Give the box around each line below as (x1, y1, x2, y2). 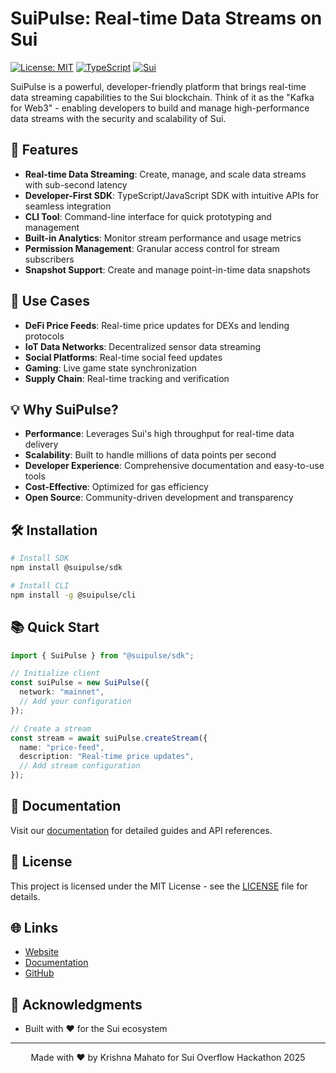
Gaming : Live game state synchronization (24, 362, 197, 374)
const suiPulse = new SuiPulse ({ (10, 678, 150, 688)
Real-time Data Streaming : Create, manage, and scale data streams (24, 168, 307, 180)
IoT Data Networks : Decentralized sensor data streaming (24, 340, 262, 352)
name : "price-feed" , (19, 742, 105, 752)
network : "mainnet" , (19, 687, 105, 697)
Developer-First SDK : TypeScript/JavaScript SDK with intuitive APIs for (24, 189, 319, 201)
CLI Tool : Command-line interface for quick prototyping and (24, 210, 272, 222)
